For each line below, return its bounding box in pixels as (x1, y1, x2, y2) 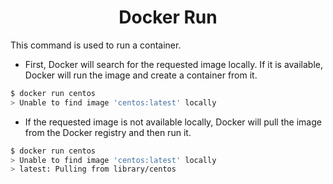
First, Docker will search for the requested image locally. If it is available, (24, 58, 323, 70)
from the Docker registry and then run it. (24, 126, 192, 138)
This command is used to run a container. (10, 39, 182, 51)
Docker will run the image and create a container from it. (24, 69, 258, 81)
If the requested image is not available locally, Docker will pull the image (24, 116, 322, 128)
